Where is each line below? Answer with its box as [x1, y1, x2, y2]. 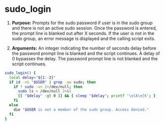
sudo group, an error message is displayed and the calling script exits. [11, 36, 156, 42]
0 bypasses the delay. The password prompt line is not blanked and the [11, 55, 158, 61]
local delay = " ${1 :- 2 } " [9, 75, 56, 80]
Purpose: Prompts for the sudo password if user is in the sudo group [11, 20, 153, 26]
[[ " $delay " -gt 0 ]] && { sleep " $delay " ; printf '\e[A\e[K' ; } [17, 93, 156, 98]
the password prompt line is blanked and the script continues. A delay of [11, 50, 160, 56]
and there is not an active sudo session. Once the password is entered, [11, 25, 157, 31]
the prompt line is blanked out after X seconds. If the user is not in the [11, 30, 155, 36]
